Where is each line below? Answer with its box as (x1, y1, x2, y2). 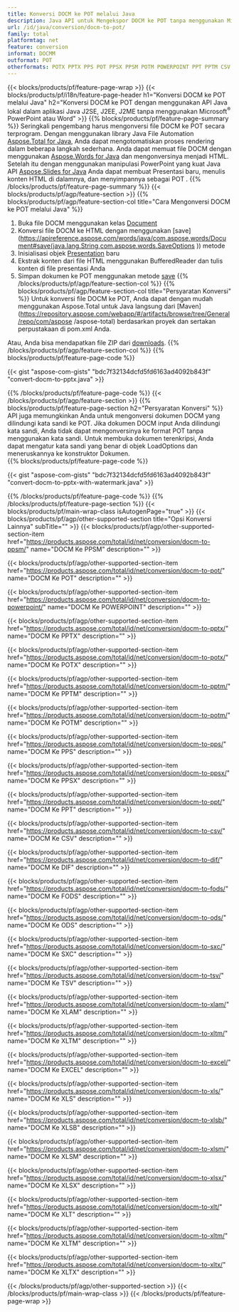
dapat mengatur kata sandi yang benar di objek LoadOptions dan (7, 442, 198, 451)
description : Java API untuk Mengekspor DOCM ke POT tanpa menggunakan (7, 17, 224, 24)
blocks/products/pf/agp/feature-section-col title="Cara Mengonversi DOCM (7, 197, 231, 206)
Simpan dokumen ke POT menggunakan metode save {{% (17, 272, 188, 280)
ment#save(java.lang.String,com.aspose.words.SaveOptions (17, 241, 196, 250)
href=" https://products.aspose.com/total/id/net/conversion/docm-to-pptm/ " (7, 682, 231, 691)
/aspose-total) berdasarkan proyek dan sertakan (73, 317, 216, 326)
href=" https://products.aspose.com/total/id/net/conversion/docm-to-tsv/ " (7, 971, 224, 980)
